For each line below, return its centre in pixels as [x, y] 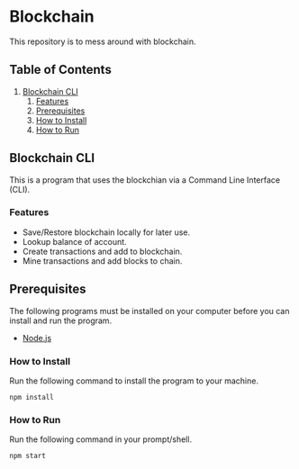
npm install [32, 397]
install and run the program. [61, 320]
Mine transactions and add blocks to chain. [102, 261]
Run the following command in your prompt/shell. [100, 439]
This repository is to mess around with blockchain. [103, 41]
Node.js [37, 338]
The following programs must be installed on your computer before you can [149, 311]
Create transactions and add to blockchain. [102, 251]
